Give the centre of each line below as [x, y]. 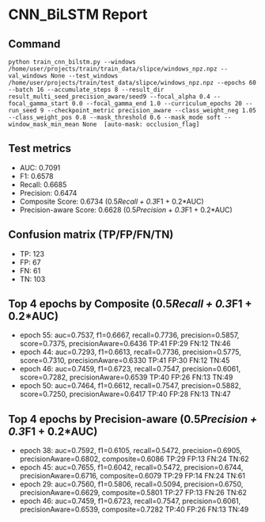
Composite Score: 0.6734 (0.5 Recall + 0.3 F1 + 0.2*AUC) [112, 201]
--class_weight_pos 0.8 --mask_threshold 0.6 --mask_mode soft [115, 117]
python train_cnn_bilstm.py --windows [72, 62]
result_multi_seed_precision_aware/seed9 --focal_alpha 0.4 [110, 97]
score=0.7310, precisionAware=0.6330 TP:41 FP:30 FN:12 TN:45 [125, 360]
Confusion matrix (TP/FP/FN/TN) [91, 235]
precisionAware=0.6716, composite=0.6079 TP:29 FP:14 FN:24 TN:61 [132, 476]
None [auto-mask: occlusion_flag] [141, 124]
